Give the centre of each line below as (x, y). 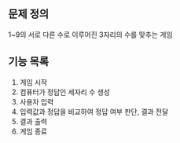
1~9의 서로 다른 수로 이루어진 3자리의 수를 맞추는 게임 (90, 35)
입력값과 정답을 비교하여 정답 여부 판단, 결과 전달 (94, 112)
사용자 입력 (37, 101)
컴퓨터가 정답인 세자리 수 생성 (64, 92)
